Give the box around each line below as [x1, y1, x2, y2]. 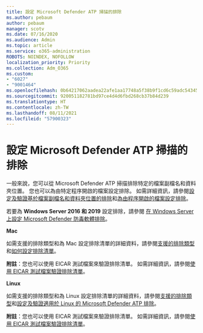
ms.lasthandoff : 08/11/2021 [6, 110, 77, 116]
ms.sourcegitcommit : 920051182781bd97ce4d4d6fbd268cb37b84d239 [6, 93, 169, 99]
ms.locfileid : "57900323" [6, 115, 71, 121]
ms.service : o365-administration [6, 48, 91, 54]
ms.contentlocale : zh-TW [6, 104, 69, 111]
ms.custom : [6, 71, 34, 77]
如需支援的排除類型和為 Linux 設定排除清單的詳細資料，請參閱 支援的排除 [6, 293, 187, 300]
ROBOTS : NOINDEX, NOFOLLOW [6, 54, 74, 60]
